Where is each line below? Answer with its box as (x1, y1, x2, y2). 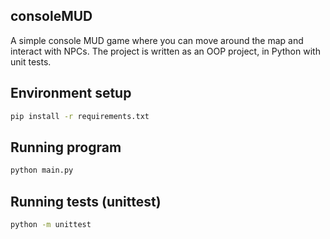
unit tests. (10, 55, 52, 68)
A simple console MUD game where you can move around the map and (10, 34, 304, 46)
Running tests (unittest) (10, 193, 162, 210)
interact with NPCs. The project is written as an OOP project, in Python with (10, 45, 321, 57)
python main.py (10, 165, 74, 176)
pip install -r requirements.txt (10, 111, 150, 121)
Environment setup (10, 85, 132, 102)
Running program (10, 139, 122, 156)
